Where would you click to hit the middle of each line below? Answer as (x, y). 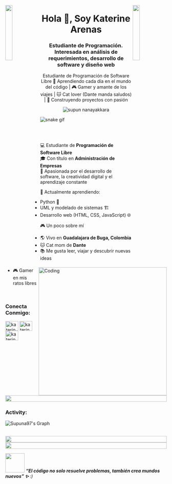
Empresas (51, 166)
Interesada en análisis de (86, 52)
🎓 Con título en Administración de (78, 158)
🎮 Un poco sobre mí (62, 226)
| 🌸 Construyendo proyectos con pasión (86, 100)
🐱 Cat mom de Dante (63, 245)
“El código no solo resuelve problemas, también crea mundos (93, 471)
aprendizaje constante (64, 182)
